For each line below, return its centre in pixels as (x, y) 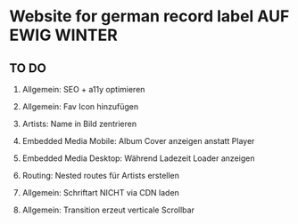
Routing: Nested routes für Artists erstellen (101, 176)
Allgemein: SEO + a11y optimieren (83, 89)
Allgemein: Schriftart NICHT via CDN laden (101, 192)
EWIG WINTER (63, 35)
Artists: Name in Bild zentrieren (79, 124)
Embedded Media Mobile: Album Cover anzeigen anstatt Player (138, 141)
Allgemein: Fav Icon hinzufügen (80, 107)
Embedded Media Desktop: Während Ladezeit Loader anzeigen (138, 158)
